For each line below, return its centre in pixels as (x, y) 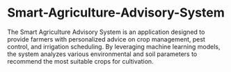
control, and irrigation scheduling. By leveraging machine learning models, (114, 46)
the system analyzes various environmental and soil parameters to (102, 54)
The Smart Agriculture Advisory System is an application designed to (106, 32)
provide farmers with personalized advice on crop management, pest (106, 39)
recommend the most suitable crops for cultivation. (81, 61)
